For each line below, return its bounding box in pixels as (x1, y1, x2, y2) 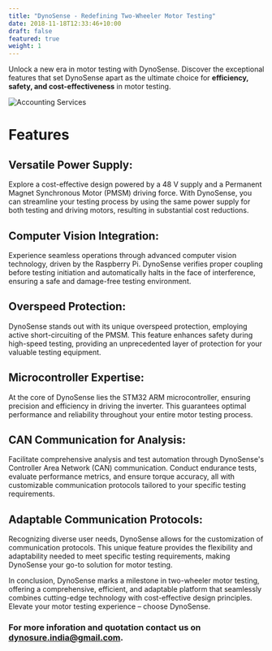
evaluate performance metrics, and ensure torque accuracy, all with (8, 472, 235, 481)
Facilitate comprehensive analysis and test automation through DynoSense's (8, 455, 265, 464)
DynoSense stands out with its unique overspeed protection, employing (8, 321, 248, 331)
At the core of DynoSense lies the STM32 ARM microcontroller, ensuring (8, 392, 251, 402)
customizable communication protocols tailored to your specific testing (8, 481, 246, 490)
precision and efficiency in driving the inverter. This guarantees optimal (8, 401, 247, 411)
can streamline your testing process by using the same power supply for (8, 196, 251, 207)
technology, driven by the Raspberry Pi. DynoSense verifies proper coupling (8, 259, 264, 269)
